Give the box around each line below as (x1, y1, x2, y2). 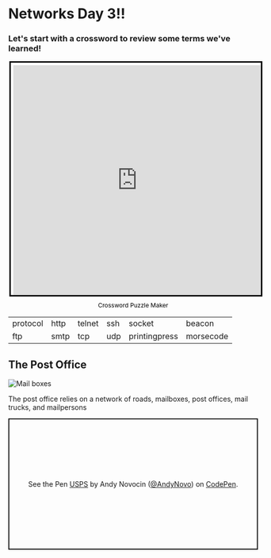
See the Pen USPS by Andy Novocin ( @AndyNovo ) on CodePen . (28, 480, 239, 489)
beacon (185, 318, 215, 329)
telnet (77, 318, 99, 329)
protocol (12, 318, 44, 329)
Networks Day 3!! (8, 5, 126, 23)
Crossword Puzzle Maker (97, 301, 169, 310)
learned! (8, 43, 42, 54)
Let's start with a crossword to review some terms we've (8, 33, 231, 44)
